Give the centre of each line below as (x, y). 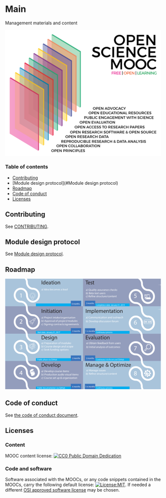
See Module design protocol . (35, 254)
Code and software (28, 469)
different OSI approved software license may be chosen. (62, 490)
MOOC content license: (29, 456)
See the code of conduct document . (42, 415)
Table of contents (27, 167)
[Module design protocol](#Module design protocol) (65, 183)
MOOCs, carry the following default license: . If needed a (78, 485)
